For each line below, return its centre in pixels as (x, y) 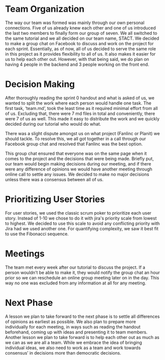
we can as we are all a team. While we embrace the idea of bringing (74, 342)
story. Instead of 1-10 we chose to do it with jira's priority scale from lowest (81, 218)
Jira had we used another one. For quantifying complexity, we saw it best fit (82, 228)
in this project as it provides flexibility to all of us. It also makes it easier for (80, 54)
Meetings (25, 253)
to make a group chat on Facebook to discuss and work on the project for (79, 43)
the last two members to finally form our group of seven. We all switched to (81, 33)
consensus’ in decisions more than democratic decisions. (63, 353)
